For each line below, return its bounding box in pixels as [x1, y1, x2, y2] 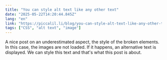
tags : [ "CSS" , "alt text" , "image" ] [5, 26, 81, 30]
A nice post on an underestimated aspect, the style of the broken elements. [5, 39, 160, 45]
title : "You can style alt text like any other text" [5, 7, 119, 12]
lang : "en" [5, 16, 28, 21]
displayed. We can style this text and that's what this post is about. [5, 50, 142, 56]
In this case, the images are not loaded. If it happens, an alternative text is [5, 44, 157, 50]
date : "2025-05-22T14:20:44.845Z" [5, 12, 77, 17]
